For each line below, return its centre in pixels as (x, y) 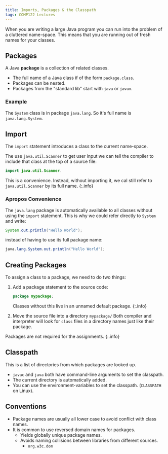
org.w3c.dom (40, 446)
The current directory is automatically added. (60, 380)
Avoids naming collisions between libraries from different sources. (89, 440)
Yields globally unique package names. (61, 435)
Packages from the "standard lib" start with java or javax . (72, 89)
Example (16, 102)
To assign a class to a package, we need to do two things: (66, 277)
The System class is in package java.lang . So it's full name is (68, 113)
